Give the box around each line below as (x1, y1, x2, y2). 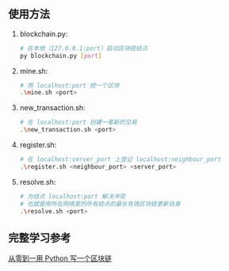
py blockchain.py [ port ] (19, 52, 102, 59)
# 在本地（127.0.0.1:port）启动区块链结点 (19, 44, 148, 52)
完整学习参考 (8, 231, 71, 244)
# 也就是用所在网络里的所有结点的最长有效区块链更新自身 (19, 200, 181, 208)
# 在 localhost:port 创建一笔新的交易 (19, 118, 137, 127)
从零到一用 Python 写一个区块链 (8, 254, 113, 263)
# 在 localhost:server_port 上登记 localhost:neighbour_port (19, 155, 222, 164)
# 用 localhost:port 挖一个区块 (19, 82, 120, 90)
